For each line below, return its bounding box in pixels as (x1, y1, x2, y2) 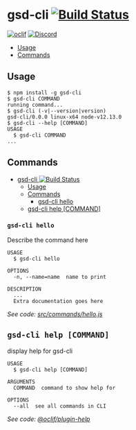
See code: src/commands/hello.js (7, 309, 103, 318)
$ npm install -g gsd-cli (7, 89, 81, 96)
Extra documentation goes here (13, 298, 104, 304)
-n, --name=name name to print (13, 273, 107, 280)
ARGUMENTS (7, 378, 36, 385)
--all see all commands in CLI (13, 402, 107, 409)
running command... (7, 101, 64, 108)
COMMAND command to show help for (13, 384, 116, 391)
